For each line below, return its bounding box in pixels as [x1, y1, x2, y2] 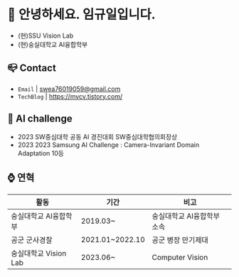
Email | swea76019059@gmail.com [17, 85, 121, 93]
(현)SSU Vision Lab [17, 31, 73, 40]
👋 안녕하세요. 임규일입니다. [7, 6, 156, 23]
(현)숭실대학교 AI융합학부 [17, 40, 88, 48]
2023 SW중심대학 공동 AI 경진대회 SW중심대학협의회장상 [17, 132, 178, 141]
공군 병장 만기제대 [152, 235, 208, 245]
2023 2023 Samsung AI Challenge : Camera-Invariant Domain [17, 140, 200, 149]
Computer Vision [152, 253, 208, 263]
